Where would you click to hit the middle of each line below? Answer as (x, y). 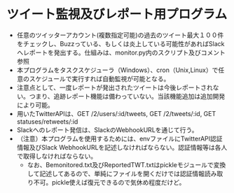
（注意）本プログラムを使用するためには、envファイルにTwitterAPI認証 (119, 138)
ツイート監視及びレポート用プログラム (117, 14)
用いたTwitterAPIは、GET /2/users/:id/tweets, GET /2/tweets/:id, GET (116, 113)
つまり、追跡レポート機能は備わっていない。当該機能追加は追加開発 (127, 96)
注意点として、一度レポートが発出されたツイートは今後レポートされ (115, 87)
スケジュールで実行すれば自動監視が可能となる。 (99, 78)
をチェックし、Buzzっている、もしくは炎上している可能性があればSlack (121, 43)
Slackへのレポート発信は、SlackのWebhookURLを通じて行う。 (107, 129)
